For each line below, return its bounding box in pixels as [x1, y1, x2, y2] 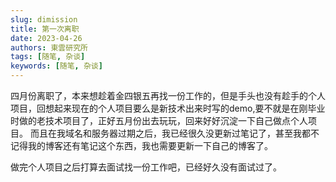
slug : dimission [10, 14, 78, 25]
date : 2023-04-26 [10, 33, 83, 43]
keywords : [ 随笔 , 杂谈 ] [10, 61, 103, 71]
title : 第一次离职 [10, 24, 80, 34]
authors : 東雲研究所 [10, 42, 88, 53]
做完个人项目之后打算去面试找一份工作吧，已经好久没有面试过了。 [10, 161, 282, 173]
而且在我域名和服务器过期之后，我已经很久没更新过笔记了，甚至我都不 [29, 127, 320, 139]
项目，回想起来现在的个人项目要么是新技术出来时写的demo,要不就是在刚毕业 [10, 102, 326, 114]
